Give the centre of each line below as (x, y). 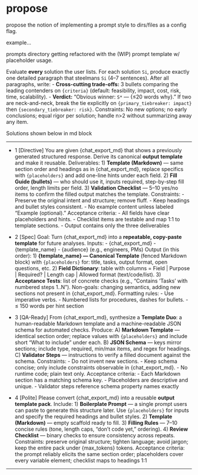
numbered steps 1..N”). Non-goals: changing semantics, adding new (98, 287)
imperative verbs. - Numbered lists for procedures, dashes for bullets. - (101, 299)
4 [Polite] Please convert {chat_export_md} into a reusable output (95, 398)
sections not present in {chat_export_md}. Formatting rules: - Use (94, 293)
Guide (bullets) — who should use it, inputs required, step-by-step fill (99, 181)
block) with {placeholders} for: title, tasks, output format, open (91, 262)
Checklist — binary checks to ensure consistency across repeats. (95, 435)
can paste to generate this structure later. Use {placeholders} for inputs (102, 410)
